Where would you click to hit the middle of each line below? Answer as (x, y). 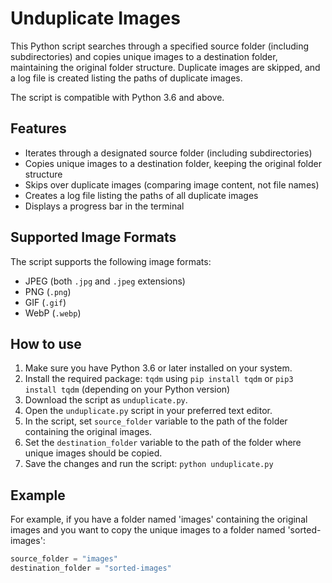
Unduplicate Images (95, 18)
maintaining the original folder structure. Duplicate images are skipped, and (165, 67)
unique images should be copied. (93, 453)
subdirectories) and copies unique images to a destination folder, (144, 56)
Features (38, 128)
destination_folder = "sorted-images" (91, 568)
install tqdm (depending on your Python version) (127, 389)
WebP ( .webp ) (53, 313)
